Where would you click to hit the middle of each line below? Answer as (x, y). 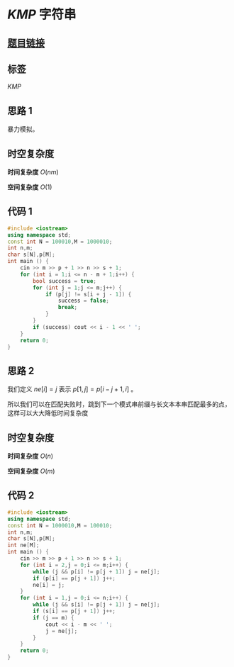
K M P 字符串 (42, 15)
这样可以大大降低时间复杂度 (48, 413)
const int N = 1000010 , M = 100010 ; (60, 525)
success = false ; (84, 301)
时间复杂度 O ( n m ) (33, 172)
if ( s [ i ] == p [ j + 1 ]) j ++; (74, 611)
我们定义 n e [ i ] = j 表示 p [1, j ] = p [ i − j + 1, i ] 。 (72, 389)
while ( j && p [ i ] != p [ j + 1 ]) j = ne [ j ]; (96, 571)
